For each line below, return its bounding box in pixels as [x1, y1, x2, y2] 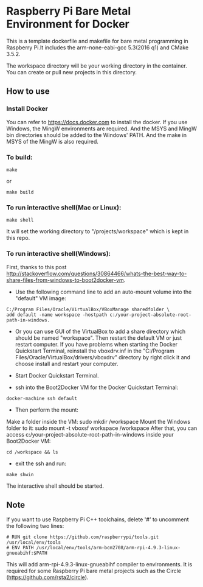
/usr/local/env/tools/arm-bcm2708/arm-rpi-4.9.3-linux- [36, 545, 181, 551]
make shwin [6, 471, 34, 477]
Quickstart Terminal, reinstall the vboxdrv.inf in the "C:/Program [15, 347, 174, 354]
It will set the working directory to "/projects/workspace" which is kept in [6, 228, 189, 235]
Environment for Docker [6, 17, 129, 31]
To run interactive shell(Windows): [6, 250, 111, 258]
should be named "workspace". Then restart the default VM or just [15, 334, 182, 342]
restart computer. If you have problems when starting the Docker [15, 340, 178, 348]
